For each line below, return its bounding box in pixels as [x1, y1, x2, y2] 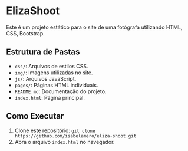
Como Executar [6, 111, 64, 122]
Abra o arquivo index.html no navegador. [14, 138, 115, 145]
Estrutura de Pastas [6, 47, 80, 57]
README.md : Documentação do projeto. [14, 87, 107, 95]
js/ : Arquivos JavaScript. [14, 75, 77, 82]
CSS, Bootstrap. [6, 29, 45, 37]
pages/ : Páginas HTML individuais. [14, 81, 98, 88]
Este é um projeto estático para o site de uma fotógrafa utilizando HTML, [6, 24, 183, 31]
